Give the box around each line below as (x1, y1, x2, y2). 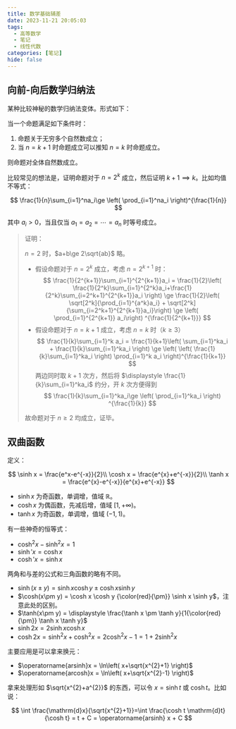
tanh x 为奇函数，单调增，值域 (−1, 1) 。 (17, 510, 129, 518)
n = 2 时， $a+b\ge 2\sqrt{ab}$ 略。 (24, 250, 129, 258)
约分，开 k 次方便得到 (94, 380, 157, 388)
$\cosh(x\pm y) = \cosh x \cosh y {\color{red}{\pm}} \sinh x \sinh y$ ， (17, 592, 223, 601)
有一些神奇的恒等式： (7, 525, 69, 533)
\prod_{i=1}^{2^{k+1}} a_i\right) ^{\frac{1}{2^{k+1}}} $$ (54, 313, 211, 321)
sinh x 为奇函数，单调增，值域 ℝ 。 (17, 492, 116, 501)
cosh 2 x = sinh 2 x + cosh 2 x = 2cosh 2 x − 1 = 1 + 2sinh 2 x (17, 632, 178, 641)
